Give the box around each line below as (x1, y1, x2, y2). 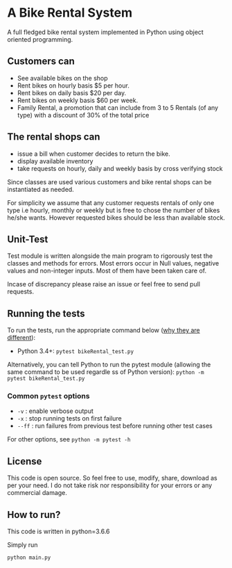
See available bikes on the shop (17, 74, 109, 82)
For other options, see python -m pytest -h (7, 435, 131, 444)
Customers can (7, 56, 75, 67)
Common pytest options (7, 391, 90, 401)
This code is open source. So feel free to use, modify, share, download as (7, 474, 217, 482)
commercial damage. (7, 489, 68, 497)
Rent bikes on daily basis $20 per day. (17, 88, 127, 97)
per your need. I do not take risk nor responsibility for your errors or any (7, 481, 213, 489)
